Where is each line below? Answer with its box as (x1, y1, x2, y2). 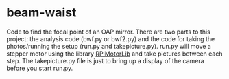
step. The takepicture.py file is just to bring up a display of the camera (6, 56, 204, 65)
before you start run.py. (6, 64, 73, 72)
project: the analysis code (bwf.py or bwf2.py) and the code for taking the (6, 34, 215, 43)
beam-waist (6, 5, 77, 21)
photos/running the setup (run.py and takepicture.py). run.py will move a (6, 42, 212, 50)
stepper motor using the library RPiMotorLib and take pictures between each (6, 49, 224, 58)
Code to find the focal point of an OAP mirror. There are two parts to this (6, 27, 210, 36)
